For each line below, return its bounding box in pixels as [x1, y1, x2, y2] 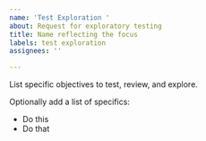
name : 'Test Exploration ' [9, 13, 110, 22]
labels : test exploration [9, 38, 106, 48]
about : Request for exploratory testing [9, 22, 163, 31]
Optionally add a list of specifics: [9, 96, 130, 108]
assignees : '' [9, 47, 63, 56]
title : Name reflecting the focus [9, 30, 139, 39]
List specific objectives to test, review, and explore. [9, 79, 199, 90]
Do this [21, 114, 49, 125]
